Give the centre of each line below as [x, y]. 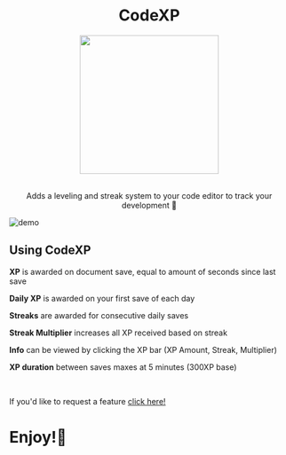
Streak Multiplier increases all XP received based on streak [119, 333]
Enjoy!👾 [38, 437]
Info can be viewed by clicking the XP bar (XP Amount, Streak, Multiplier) [143, 349]
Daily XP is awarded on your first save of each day [102, 298]
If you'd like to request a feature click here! [87, 401]
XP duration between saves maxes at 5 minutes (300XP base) [123, 367]
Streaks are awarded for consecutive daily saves [99, 315]
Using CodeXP [50, 251]
